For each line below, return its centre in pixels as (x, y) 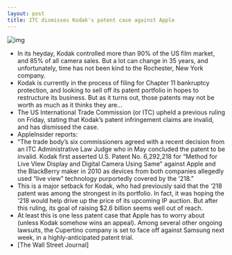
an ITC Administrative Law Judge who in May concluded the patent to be (121, 149)
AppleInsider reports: (47, 134)
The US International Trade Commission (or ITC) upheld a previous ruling (121, 112)
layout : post (26, 14)
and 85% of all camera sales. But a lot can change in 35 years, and (113, 60)
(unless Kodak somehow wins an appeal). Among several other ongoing (120, 222)
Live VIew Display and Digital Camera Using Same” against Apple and (116, 164)
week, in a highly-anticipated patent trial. (75, 237)
